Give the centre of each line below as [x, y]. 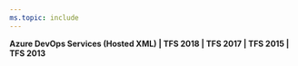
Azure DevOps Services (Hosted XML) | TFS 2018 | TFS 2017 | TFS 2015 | [149, 43]
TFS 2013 [28, 53]
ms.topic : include [44, 18]
